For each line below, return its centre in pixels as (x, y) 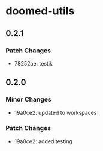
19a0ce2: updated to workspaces (55, 112)
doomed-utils (40, 11)
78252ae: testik (34, 63)
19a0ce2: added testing (43, 141)
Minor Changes (28, 99)
